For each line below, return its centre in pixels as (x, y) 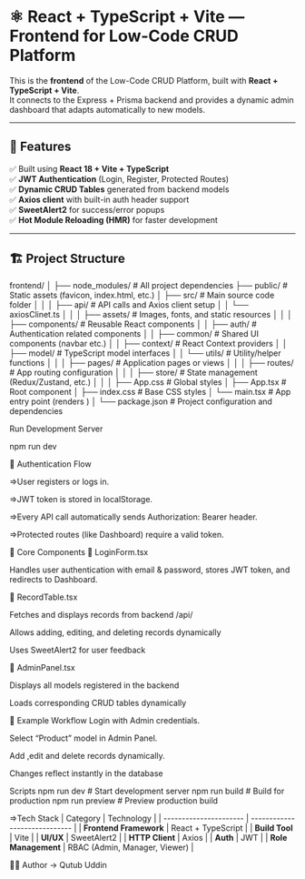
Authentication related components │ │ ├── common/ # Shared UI (134, 333)
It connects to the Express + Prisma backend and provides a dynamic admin (152, 100)
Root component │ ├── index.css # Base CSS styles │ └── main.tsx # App (150, 391)
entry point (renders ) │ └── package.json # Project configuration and (141, 401)
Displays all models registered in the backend (94, 685)
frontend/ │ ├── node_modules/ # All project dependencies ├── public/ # (149, 285)
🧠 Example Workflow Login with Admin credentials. (105, 720)
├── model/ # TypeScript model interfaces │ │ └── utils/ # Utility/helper (145, 353)
